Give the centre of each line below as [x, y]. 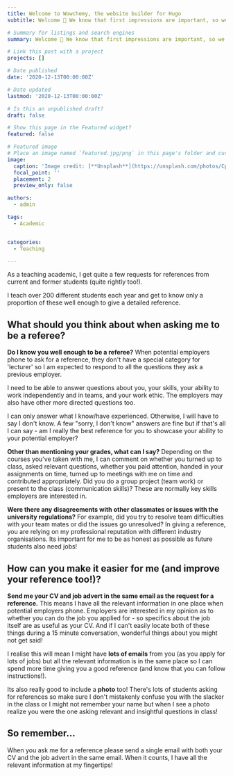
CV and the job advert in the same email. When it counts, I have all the [107, 757]
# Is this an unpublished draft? [55, 108]
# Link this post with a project [55, 52]
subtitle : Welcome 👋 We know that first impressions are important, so [113, 20]
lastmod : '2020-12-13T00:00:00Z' [55, 96]
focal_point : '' [37, 172]
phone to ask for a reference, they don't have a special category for [104, 359]
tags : [15, 217]
